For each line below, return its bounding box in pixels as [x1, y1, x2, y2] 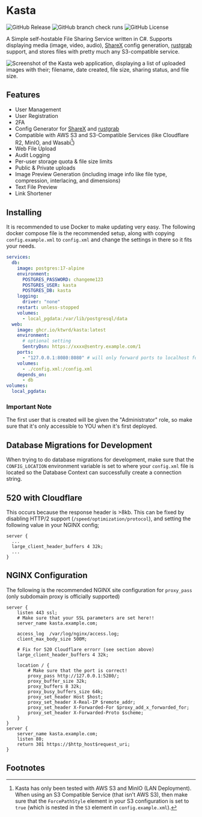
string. [6, 475, 22, 482]
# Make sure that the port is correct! [28, 667, 128, 674]
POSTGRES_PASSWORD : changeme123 [22, 276, 103, 283]
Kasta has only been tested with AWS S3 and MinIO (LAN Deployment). [14, 785, 192, 792]
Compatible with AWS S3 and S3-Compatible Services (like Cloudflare [14, 131, 189, 138]
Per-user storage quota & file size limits [14, 158, 113, 165]
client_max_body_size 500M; [17, 636, 87, 642]
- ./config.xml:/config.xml [22, 366, 93, 372]
